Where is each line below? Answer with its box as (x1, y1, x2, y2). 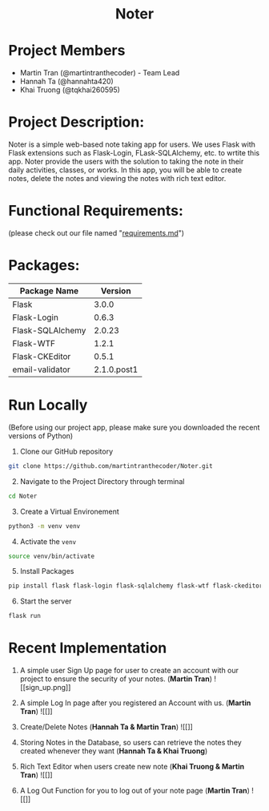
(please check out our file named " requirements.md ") (8, 228, 185, 237)
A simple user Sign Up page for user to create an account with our (19, 666, 239, 676)
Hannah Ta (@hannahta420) (19, 77, 114, 87)
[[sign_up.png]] (19, 683, 71, 692)
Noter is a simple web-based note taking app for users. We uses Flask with (8, 139, 256, 149)
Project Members (8, 42, 126, 60)
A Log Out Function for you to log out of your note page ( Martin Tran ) (19, 786, 251, 796)
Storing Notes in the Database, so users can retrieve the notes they (19, 738, 242, 748)
